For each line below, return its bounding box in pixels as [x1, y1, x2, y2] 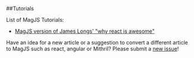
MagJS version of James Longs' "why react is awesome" [14, 28, 155, 35]
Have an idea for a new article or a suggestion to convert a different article [6, 39, 188, 46]
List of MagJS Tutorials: [6, 16, 64, 23]
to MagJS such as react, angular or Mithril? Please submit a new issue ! [6, 45, 179, 52]
